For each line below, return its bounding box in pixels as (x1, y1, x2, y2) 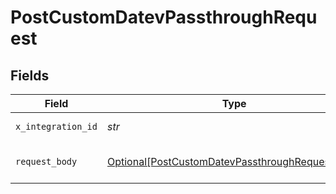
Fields (10, 67, 50, 84)
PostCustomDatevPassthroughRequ (10, 6, 318, 29)
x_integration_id (15, 121, 98, 132)
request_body (15, 156, 78, 167)
